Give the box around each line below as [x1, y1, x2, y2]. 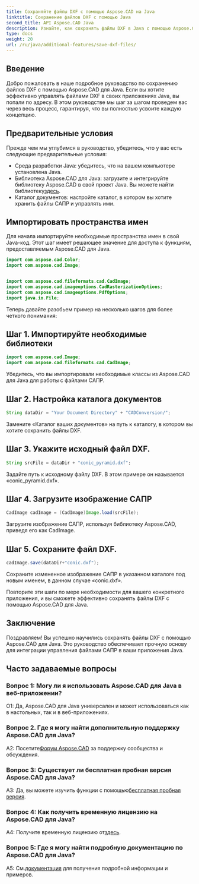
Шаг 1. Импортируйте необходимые [6, 329, 147, 339]
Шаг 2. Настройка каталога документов [6, 394, 162, 404]
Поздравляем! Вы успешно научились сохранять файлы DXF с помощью [6, 634, 191, 641]
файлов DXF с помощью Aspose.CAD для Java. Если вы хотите [6, 86, 165, 93]
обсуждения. [6, 751, 40, 758]
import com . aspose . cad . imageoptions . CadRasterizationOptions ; [6, 283, 163, 290]
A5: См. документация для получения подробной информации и [6, 864, 168, 872]
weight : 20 [6, 36, 33, 42]
